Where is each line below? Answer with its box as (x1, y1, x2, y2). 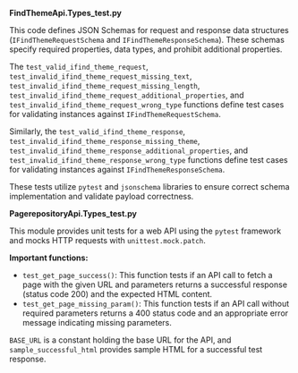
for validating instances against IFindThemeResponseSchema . (9, 165, 226, 174)
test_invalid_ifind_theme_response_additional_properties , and (9, 145, 249, 156)
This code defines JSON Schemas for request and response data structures (9, 25, 289, 35)
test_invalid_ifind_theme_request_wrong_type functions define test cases (9, 99, 285, 110)
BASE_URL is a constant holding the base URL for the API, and (9, 335, 232, 345)
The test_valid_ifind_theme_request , (9, 62, 149, 72)
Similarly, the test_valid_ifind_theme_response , (9, 126, 186, 137)
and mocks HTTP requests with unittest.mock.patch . (9, 235, 206, 245)
